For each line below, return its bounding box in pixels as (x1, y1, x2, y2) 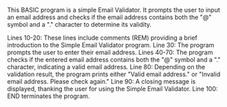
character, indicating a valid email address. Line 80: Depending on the (7, 63, 206, 71)
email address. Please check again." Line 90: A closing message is (7, 78, 196, 85)
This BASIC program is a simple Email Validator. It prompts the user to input (7, 6, 220, 14)
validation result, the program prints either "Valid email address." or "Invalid (7, 70, 221, 78)
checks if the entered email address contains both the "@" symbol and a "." (7, 56, 221, 64)
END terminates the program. (7, 92, 90, 100)
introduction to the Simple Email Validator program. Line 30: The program (7, 41, 215, 49)
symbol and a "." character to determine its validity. (7, 21, 152, 28)
